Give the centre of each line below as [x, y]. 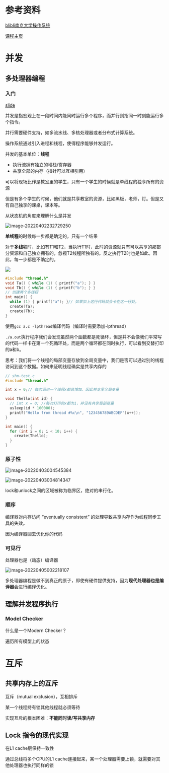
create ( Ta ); [22, 307]
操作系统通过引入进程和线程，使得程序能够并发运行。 [60, 143]
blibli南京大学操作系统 [28, 25]
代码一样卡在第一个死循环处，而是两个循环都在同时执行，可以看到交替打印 [87, 343]
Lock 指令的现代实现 [37, 735]
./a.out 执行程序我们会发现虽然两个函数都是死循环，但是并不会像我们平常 [81, 337]
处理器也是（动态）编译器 [32, 560]
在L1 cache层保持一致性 [30, 748]
